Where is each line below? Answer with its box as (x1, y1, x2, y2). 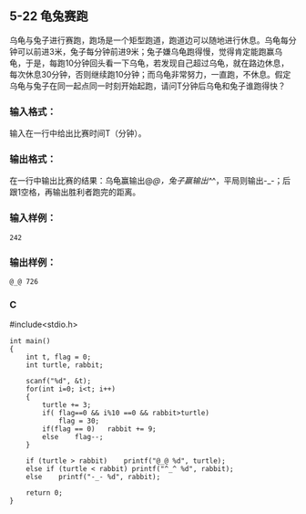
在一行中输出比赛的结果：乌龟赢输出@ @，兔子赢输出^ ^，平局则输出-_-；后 (9, 175, 291, 186)
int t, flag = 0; (25, 352, 92, 362)
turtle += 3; (42, 401, 92, 410)
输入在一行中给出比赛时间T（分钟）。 (9, 128, 148, 139)
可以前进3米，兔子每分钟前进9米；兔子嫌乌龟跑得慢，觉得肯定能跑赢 (16, 46, 275, 57)
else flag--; (42, 433, 104, 442)
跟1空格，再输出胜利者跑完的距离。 (9, 186, 141, 198)
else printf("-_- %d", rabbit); (25, 473, 161, 482)
